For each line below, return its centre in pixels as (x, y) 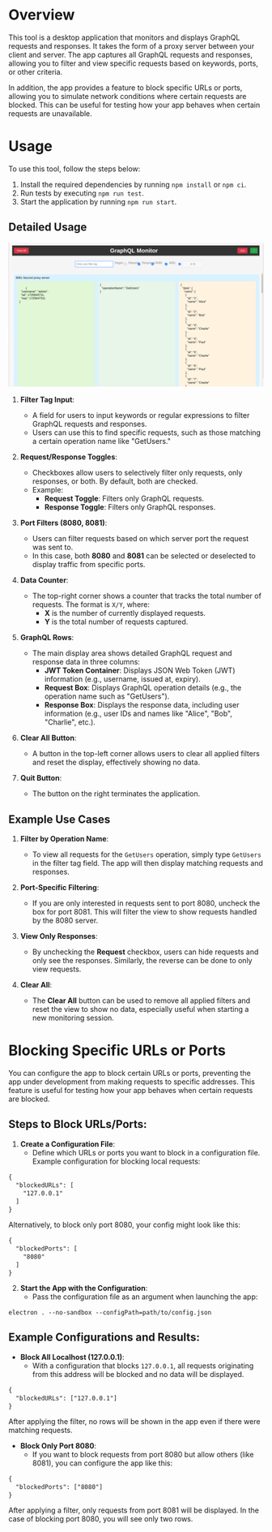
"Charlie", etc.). (70, 722)
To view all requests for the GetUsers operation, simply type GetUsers (147, 854)
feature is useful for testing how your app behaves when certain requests (131, 1090)
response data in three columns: (86, 662)
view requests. (57, 969)
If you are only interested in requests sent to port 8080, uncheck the (146, 903)
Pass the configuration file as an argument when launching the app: (145, 1297)
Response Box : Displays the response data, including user (142, 705)
